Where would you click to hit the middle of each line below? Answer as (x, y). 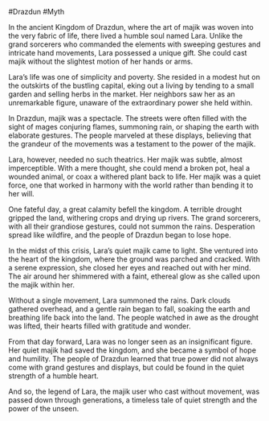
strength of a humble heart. (53, 376)
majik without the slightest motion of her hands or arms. (101, 61)
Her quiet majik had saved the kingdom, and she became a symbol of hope (132, 350)
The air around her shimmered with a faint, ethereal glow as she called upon (134, 276)
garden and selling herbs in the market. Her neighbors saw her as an (122, 94)
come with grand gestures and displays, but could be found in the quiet (126, 367)
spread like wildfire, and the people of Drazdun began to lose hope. (120, 235)
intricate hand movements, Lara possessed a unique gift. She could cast (128, 53)
